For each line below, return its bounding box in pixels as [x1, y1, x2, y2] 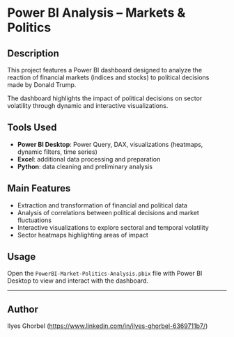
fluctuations [17, 216, 52, 224]
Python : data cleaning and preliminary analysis [17, 162, 153, 171]
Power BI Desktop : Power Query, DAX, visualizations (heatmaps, [17, 140, 203, 148]
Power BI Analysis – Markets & [7, 5, 186, 21]
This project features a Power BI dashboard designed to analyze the [7, 66, 203, 74]
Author [7, 303, 38, 315]
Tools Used [7, 122, 57, 134]
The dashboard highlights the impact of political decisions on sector [7, 94, 203, 102]
